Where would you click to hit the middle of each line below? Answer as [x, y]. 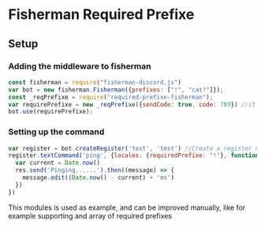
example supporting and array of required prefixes [90, 215]
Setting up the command [56, 132]
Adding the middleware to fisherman [80, 66]
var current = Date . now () [58, 163]
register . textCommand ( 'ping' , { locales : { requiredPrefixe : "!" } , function [134, 155]
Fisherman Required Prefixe [101, 15]
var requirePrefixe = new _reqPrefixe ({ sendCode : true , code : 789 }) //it [132, 104]
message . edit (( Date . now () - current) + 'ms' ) [99, 178]
